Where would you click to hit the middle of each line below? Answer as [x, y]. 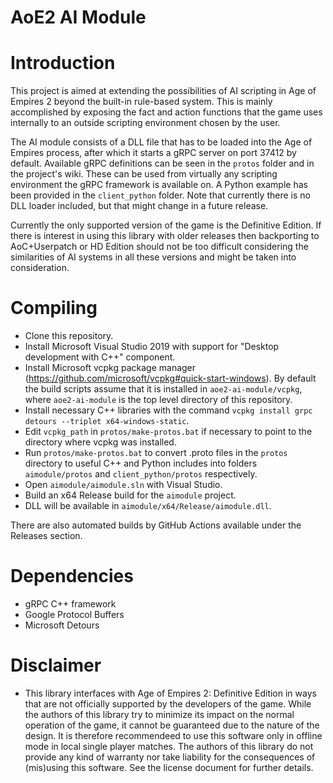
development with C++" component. [100, 357]
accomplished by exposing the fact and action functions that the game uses [166, 112]
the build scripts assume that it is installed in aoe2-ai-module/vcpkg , [163, 389]
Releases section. [46, 536]
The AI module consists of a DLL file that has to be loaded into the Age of [161, 142]
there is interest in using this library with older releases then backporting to [165, 236]
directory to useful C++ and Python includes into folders [141, 463]
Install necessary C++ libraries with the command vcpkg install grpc [168, 410]
